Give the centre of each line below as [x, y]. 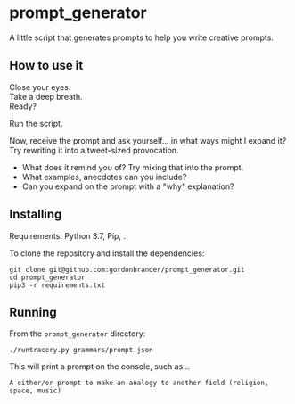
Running [33, 312]
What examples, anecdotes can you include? [104, 177]
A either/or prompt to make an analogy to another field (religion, [139, 383]
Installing [36, 214]
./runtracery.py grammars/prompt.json [81, 350]
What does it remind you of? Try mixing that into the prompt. [133, 167]
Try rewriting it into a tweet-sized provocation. [94, 150]
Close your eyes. [40, 87]
